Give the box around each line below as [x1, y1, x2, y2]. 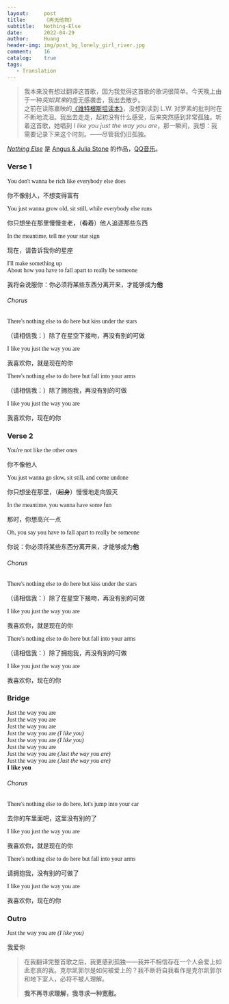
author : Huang [7, 36, 59, 42]
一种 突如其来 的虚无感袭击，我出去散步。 [29, 95, 144, 103]
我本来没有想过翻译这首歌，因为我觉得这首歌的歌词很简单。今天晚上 [23, 87, 216, 95]
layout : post [7, 10, 57, 17]
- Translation [16, 67, 57, 74]
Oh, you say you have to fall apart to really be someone [7, 529, 140, 537]
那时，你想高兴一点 [7, 515, 62, 524]
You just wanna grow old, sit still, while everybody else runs [7, 205, 152, 212]
